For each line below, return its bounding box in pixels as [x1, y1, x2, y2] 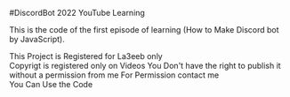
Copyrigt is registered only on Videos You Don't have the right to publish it [9, 61, 282, 71]
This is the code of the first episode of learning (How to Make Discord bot [9, 25, 279, 34]
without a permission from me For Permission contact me [9, 70, 220, 80]
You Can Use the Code [9, 79, 93, 89]
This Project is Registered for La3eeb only [9, 51, 163, 61]
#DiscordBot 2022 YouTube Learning [9, 8, 145, 18]
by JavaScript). [9, 34, 65, 44]
